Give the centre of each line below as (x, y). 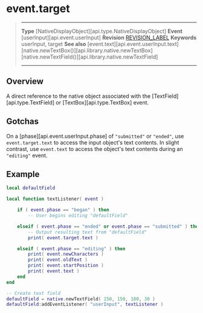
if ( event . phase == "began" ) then (63, 210)
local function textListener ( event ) (55, 199)
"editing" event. (27, 155)
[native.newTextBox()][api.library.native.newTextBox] (87, 50)
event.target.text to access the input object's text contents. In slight (93, 142)
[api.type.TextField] (31, 102)
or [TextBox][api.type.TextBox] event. (102, 102)
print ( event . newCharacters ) (66, 254)
